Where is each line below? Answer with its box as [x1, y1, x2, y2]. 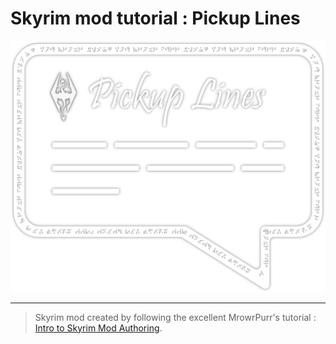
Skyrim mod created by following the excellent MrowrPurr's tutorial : [34, 311, 317, 323]
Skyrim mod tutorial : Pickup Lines [10, 7, 301, 30]
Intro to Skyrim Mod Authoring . [34, 322, 163, 334]
